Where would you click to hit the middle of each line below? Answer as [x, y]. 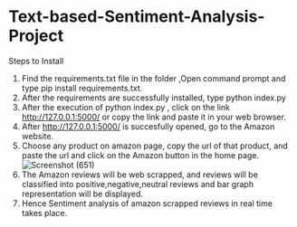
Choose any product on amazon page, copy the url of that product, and [155, 146]
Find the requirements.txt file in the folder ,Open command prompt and [153, 78]
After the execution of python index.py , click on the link [125, 107]
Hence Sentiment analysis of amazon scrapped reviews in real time [147, 203]
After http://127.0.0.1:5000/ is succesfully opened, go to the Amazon [148, 126]
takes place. [44, 213]
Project [36, 36]
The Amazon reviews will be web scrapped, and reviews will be [140, 175]
